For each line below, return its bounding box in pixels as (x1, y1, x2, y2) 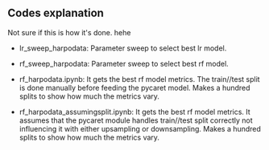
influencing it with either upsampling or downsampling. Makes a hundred (19, 124, 261, 133)
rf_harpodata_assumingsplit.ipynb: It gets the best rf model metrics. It (19, 107, 250, 116)
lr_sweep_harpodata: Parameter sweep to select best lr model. (19, 43, 227, 53)
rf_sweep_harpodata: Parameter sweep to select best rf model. (19, 59, 229, 68)
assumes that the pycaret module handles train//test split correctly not (19, 116, 253, 125)
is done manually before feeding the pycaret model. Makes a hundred (19, 83, 250, 92)
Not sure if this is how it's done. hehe (7, 27, 131, 37)
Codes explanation (7, 6, 104, 20)
